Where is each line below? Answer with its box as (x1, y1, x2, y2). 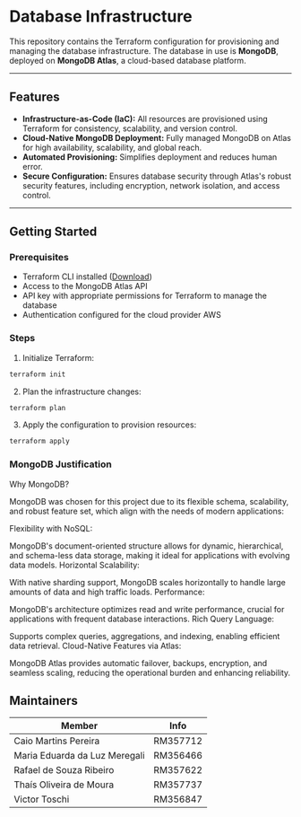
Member (61, 720, 99, 733)
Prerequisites (9, 251, 69, 264)
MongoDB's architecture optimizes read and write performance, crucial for (9, 603, 285, 614)
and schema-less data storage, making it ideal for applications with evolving (9, 549, 290, 560)
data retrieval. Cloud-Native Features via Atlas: (9, 640, 182, 651)
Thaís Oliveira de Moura (13, 778, 115, 791)
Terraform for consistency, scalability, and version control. (21, 123, 238, 134)
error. (21, 161, 43, 171)
